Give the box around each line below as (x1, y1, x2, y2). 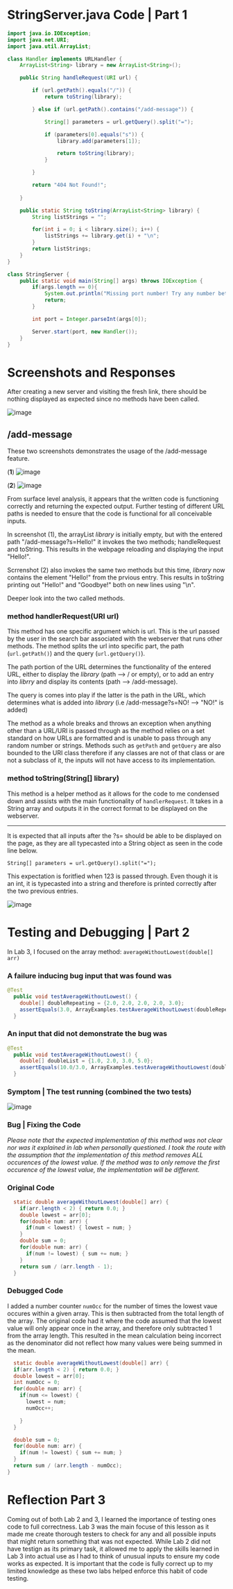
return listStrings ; (32, 245, 92, 253)
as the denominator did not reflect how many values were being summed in (7, 1338, 223, 1347)
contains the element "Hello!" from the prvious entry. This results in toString (7, 573, 224, 582)
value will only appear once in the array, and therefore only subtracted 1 (7, 1324, 212, 1332)
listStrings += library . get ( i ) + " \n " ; (44, 233, 159, 240)
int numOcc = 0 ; (13, 1379, 60, 1386)
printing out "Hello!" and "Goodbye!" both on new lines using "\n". (7, 581, 196, 589)
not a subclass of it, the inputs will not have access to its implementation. (7, 756, 216, 764)
